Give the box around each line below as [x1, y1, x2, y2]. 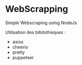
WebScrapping [5, 3, 69, 15]
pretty [12, 49, 25, 55]
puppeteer [12, 54, 34, 60]
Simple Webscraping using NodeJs [5, 20, 77, 26]
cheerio [12, 44, 28, 50]
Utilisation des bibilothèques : [5, 29, 66, 35]
